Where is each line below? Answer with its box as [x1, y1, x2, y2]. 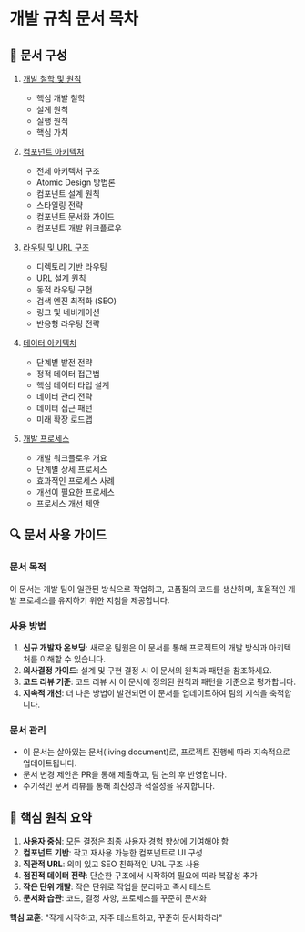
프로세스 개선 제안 [36, 498, 100, 508]
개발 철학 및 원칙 [22, 74, 82, 84]
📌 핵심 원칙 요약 [9, 810, 93, 825]
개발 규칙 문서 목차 [9, 8, 138, 29]
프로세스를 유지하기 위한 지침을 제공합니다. [18, 594, 170, 606]
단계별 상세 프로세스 [36, 464, 107, 475]
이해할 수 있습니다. [39, 653, 107, 664]
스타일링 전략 [36, 200, 84, 210]
